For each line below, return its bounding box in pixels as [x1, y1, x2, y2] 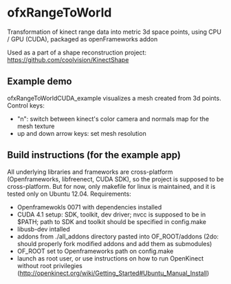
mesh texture [16, 122, 55, 130]
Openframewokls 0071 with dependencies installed [16, 203, 162, 211]
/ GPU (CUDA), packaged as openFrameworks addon [7, 34, 158, 43]
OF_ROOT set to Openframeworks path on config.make [16, 247, 174, 255]
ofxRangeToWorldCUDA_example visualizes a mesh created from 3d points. [7, 94, 221, 102]
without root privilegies [16, 261, 82, 270]
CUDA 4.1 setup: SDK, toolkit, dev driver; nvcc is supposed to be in [16, 210, 206, 219]
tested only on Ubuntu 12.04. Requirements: [7, 190, 132, 198]
